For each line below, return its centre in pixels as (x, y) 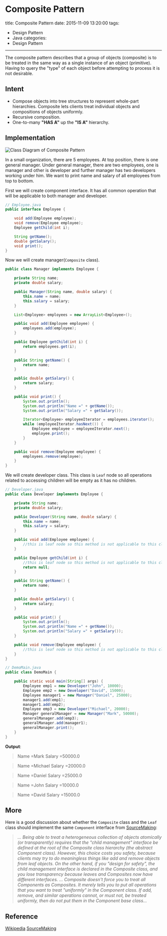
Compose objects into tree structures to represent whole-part (76, 101)
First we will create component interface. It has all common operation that (81, 190)
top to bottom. (20, 181)
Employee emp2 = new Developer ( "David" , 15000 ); (74, 690)
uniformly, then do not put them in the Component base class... (82, 901)
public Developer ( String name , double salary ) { (65, 517)
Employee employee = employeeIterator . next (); (81, 429)
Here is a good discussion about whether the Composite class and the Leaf (81, 822)
